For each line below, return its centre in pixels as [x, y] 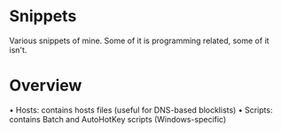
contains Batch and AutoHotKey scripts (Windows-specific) [118, 119]
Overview [46, 86]
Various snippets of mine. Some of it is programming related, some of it [139, 41]
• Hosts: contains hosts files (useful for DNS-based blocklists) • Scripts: [141, 110]
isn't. [18, 49]
